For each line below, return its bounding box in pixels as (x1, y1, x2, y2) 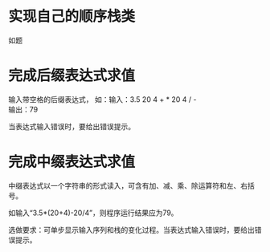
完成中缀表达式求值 (8, 153, 136, 171)
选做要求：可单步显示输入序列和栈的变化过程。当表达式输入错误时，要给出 (8, 225, 255, 234)
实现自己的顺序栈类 (8, 7, 136, 26)
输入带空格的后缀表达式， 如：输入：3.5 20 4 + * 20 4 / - (8, 94, 197, 104)
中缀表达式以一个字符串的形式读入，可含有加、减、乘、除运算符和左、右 (8, 181, 247, 190)
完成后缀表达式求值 (8, 67, 136, 85)
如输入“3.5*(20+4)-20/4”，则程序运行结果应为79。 (8, 208, 178, 217)
